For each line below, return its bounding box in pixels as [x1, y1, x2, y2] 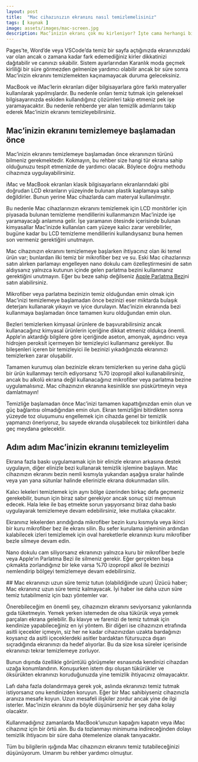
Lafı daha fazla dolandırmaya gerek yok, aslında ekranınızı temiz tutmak [6, 682, 180, 689]
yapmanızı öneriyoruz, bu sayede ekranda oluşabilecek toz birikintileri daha [6, 419, 189, 426]
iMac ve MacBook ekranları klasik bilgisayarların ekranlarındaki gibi [6, 181, 169, 188]
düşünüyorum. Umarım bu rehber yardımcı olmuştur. [6, 749, 133, 756]
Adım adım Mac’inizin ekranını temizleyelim [6, 442, 169, 452]
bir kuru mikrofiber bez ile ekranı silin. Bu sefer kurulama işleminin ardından [6, 525, 189, 532]
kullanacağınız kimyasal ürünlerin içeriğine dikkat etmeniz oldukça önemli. [6, 327, 186, 334]
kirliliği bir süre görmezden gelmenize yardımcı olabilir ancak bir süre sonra [6, 66, 189, 73]
